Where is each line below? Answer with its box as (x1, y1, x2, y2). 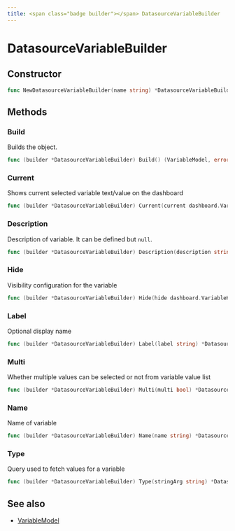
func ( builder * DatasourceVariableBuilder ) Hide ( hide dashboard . (7, 295, 201, 302)
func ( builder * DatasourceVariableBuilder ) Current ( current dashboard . (7, 202, 220, 210)
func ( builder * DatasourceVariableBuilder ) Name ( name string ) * (7, 432, 199, 439)
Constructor (7, 68, 62, 80)
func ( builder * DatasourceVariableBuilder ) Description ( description (7, 248, 211, 255)
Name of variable (7, 419, 57, 427)
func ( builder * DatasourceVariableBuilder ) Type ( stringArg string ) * (7, 479, 215, 486)
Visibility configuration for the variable (7, 281, 117, 289)
